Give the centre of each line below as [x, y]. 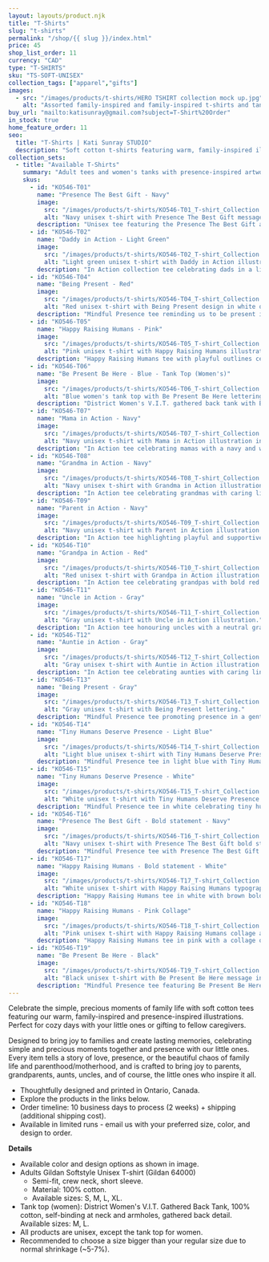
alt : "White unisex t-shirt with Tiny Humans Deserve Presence [152, 799]
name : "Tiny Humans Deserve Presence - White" [116, 777]
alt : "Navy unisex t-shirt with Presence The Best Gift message [153, 217]
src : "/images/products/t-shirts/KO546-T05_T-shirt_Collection [152, 344]
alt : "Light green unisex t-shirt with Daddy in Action [139, 262]
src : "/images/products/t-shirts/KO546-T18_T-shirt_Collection [152, 926]
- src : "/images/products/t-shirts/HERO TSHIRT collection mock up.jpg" [139, 98]
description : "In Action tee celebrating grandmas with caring [145, 493]
